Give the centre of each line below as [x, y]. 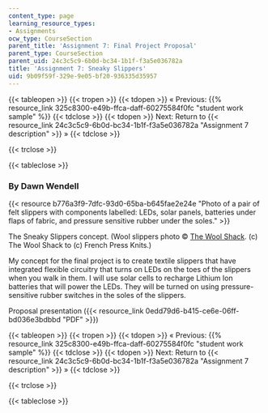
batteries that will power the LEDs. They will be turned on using [114, 286]
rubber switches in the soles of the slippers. [113, 295]
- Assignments [32, 31]
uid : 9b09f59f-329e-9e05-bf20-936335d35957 [83, 76]
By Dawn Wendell [44, 185]
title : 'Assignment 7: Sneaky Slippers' [78, 69]
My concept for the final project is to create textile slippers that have [122, 261]
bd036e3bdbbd [34, 319]
